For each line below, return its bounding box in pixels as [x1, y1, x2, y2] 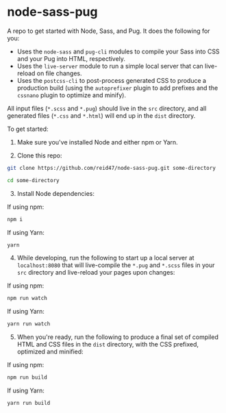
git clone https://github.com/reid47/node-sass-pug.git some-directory [7, 164, 216, 171]
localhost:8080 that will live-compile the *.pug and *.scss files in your [16, 261, 215, 269]
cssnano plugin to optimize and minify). [16, 90, 127, 99]
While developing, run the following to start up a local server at [16, 254, 194, 262]
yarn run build [7, 400, 51, 407]
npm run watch [7, 295, 48, 302]
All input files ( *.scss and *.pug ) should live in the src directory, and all [7, 104, 207, 112]
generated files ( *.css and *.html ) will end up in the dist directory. [7, 111, 196, 120]
